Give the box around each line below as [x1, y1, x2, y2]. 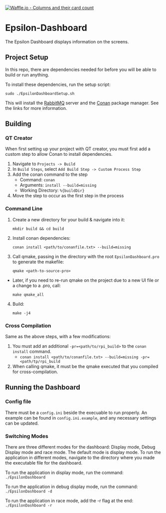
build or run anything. [5, 71, 49, 77]
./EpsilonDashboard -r [5, 503, 52, 508]
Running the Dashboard [5, 383, 81, 392]
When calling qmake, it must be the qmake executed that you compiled [12, 364, 159, 370]
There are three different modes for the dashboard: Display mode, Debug [5, 444, 156, 450]
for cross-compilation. [12, 369, 58, 375]
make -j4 [12, 310, 31, 316]
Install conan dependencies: [12, 235, 71, 241]
